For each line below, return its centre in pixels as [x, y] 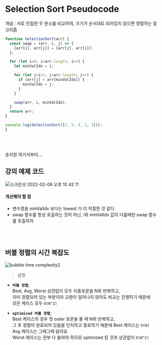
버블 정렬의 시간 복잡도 [37, 253]
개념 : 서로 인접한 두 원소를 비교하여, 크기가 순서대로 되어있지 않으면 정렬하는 [79, 23]
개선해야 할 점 [18, 196]
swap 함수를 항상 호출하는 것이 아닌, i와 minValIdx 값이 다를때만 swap [80, 214]
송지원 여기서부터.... [24, 154]
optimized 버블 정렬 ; [32, 313]
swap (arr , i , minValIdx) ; [41, 102]
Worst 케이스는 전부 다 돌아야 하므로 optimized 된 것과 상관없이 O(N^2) [81, 337]
